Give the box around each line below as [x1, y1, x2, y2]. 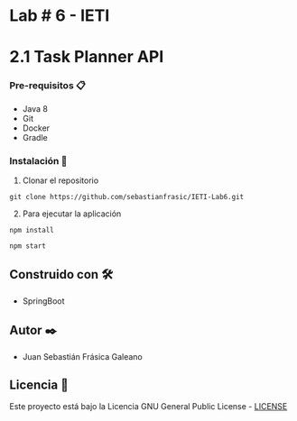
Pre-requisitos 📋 [9, 79, 86, 92]
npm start [9, 241, 47, 251]
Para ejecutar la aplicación [22, 208, 122, 219]
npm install [9, 225, 54, 234]
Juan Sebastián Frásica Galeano [22, 351, 143, 362]
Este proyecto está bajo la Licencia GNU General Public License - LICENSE [9, 401, 288, 412]
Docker [22, 123, 51, 133]
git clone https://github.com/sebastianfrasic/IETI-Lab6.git [9, 192, 245, 201]
